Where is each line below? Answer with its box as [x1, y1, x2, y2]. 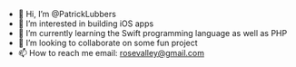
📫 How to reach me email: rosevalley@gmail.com [17, 48, 204, 58]
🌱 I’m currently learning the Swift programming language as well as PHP [17, 28, 288, 38]
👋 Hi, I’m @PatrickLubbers [17, 9, 116, 19]
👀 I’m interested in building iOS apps [17, 18, 154, 29]
